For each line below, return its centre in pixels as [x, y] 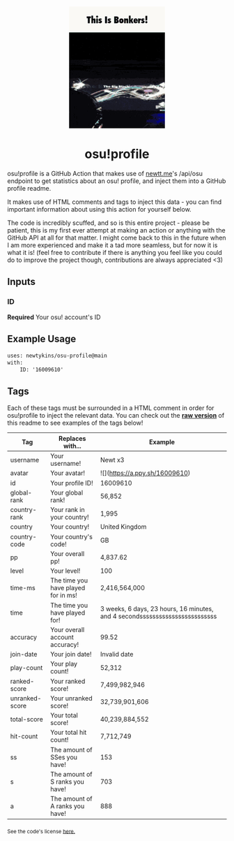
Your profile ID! [72, 483]
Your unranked [71, 698]
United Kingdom [123, 527]
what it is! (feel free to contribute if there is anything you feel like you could [115, 252]
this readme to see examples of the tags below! [75, 423]
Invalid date [117, 654]
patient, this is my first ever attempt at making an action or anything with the [116, 230]
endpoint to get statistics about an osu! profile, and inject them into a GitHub [117, 181]
